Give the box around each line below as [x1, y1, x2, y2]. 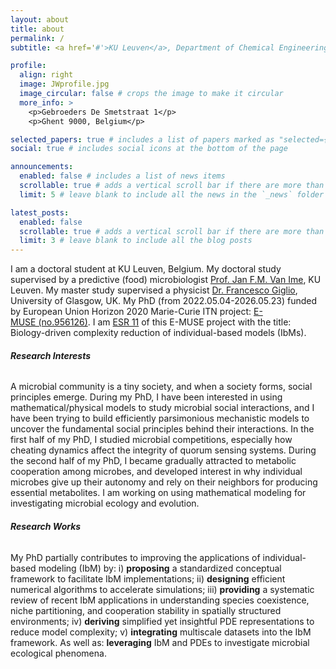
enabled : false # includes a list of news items [19, 171, 226, 181]
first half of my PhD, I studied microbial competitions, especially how [10, 434, 293, 446]
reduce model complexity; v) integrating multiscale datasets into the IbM [10, 626, 312, 638]
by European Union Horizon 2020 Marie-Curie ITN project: [10, 306, 252, 318]
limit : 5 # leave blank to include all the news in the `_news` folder [19, 189, 325, 200]
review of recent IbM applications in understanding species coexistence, [10, 594, 310, 606]
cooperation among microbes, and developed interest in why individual [10, 466, 303, 478]
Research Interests [10, 349, 92, 361]
